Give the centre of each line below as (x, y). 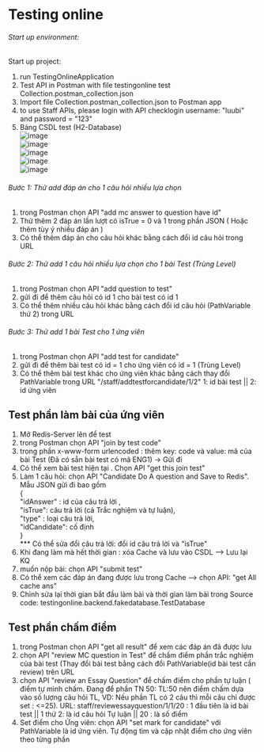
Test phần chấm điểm (62, 628)
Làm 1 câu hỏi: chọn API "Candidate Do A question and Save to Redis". (134, 476)
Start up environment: (44, 36)
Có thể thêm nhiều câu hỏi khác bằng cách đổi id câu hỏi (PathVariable (135, 305)
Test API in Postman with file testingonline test (95, 86)
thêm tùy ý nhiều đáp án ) (61, 229)
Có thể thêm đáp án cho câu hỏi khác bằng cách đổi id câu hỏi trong (131, 237)
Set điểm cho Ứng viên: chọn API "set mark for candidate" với (120, 722)
